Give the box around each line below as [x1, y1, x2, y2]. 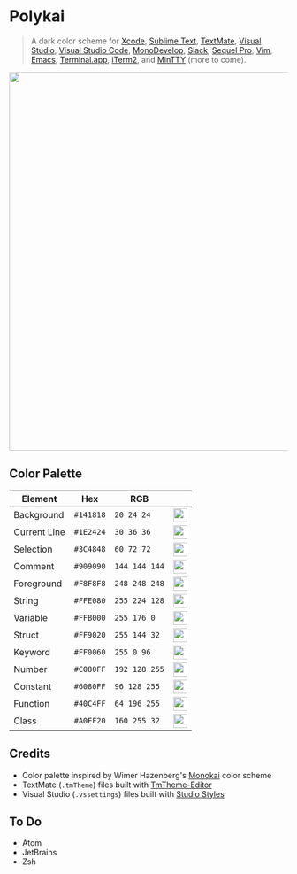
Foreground [13, 577, 63, 590]
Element [21, 492, 57, 505]
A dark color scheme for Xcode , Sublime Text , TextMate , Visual [30, 35, 262, 46]
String [13, 595, 39, 607]
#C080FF [73, 664, 106, 675]
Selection [13, 543, 53, 555]
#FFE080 [73, 596, 106, 606]
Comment [13, 561, 55, 573]
